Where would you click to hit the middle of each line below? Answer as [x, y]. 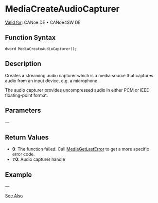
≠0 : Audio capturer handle [39, 159]
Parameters [23, 110]
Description [23, 64]
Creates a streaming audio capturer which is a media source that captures [79, 75]
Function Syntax [30, 38]
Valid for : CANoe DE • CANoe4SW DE [43, 22]
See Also [14, 196]
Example [18, 175]
